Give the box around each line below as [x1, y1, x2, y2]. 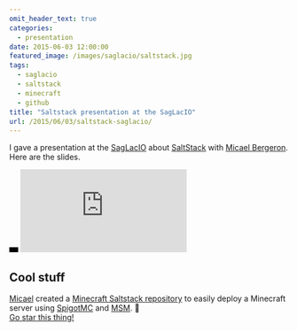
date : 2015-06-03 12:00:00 [9, 42, 109, 51]
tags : [9, 61, 29, 70]
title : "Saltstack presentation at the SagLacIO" [9, 107, 197, 117]
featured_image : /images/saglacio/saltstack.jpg [9, 51, 192, 61]
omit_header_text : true [9, 14, 98, 23]
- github [17, 98, 50, 107]
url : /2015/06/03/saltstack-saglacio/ [9, 117, 152, 126]
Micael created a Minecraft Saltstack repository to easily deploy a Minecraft [9, 293, 286, 304]
